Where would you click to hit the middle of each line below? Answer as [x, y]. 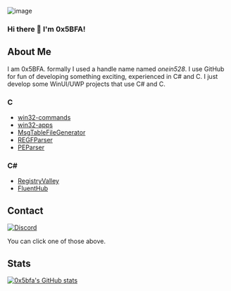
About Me [29, 52]
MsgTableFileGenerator [51, 132]
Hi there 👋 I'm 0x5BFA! [46, 29]
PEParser [31, 147]
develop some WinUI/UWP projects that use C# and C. [86, 84]
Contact [25, 210]
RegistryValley [38, 181]
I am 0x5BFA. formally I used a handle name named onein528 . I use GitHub [116, 69]
